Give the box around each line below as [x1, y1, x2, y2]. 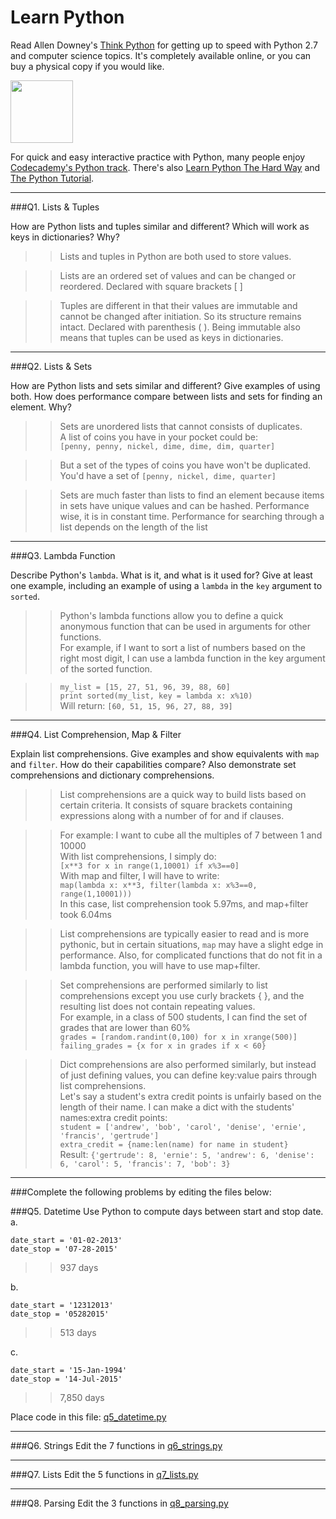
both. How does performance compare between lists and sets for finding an [10, 390, 323, 402]
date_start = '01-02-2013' [10, 1235, 123, 1245]
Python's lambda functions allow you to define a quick [59, 609, 284, 621]
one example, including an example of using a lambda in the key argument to [10, 579, 323, 591]
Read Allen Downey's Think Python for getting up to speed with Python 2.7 [10, 39, 318, 51]
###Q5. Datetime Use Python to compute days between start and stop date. [10, 1205, 324, 1217]
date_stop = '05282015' [10, 1309, 110, 1319]
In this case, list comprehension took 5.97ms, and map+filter [59, 897, 309, 910]
